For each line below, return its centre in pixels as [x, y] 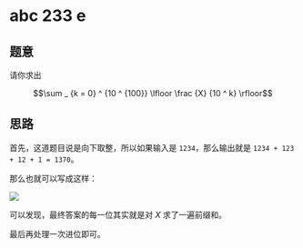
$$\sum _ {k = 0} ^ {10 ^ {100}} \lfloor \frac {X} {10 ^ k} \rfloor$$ [153, 93]
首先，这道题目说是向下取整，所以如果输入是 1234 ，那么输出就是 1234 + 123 [152, 147]
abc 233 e [48, 16]
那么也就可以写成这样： [53, 178]
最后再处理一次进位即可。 [57, 233]
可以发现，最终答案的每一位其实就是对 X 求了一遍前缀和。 [118, 214]
